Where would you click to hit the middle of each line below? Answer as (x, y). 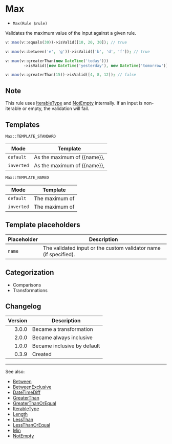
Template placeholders (43, 225)
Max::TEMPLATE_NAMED (27, 177)
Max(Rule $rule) (30, 24)
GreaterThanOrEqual (34, 403)
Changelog (23, 306)
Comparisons (27, 285)
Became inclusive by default (66, 346)
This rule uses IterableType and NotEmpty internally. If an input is (74, 103)
